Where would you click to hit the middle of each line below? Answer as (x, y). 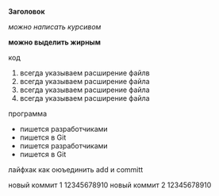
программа (28, 113)
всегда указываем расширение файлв (85, 73)
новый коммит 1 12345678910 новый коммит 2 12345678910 (110, 185)
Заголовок (27, 12)
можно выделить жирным (55, 42)
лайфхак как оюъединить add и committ (76, 169)
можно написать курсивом (55, 27)
